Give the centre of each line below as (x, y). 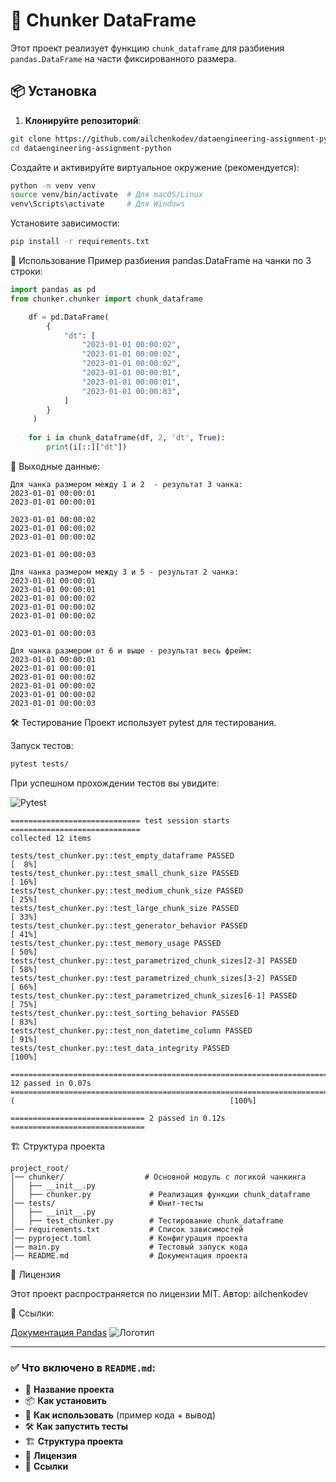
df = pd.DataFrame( (69, 317)
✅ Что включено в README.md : (83, 1367)
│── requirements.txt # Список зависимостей (127, 1229)
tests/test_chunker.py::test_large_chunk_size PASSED (125, 908)
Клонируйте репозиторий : (83, 120)
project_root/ (40, 1168)
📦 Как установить (65, 1401)
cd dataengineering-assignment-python (91, 148)
